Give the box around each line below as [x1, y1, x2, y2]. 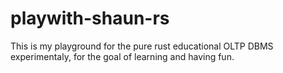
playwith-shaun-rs [10, 7, 170, 30]
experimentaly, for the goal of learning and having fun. [10, 50, 235, 62]
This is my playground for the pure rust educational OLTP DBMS [10, 40, 274, 52]
